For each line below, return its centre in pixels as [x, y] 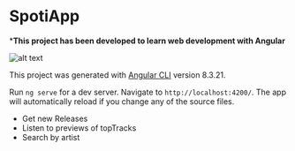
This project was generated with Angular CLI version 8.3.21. [117, 75]
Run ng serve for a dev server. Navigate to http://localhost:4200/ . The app [148, 92]
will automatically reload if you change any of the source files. [122, 101]
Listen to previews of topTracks [79, 128]
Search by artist [51, 137]
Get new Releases [55, 118]
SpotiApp [45, 16]
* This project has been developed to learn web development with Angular [147, 41]
